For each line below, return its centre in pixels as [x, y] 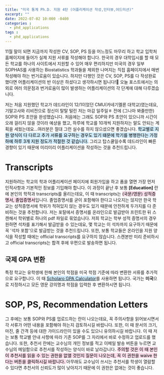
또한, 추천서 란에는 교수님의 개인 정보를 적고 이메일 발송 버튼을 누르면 [85, 343]
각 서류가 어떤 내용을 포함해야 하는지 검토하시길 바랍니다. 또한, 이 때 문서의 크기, [81, 325]
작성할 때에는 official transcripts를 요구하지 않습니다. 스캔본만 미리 [78, 236]
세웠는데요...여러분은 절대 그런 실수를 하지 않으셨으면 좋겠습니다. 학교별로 [84, 129]
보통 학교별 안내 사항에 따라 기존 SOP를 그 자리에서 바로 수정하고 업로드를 [80, 337]
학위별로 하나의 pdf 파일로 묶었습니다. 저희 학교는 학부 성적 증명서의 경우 [87, 218]
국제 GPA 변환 [25, 260]
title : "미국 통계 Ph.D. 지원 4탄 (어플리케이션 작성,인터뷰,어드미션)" [69, 10]
